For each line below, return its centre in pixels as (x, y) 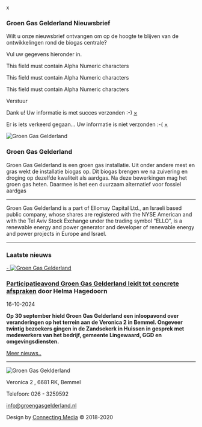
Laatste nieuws (29, 255)
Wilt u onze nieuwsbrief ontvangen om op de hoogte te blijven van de (93, 36)
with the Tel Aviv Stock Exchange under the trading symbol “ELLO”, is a (94, 221)
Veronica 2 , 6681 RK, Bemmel (44, 382)
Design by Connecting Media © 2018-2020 (60, 417)
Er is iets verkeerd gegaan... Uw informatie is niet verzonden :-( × (87, 124)
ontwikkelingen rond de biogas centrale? (57, 43)
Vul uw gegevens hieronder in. (44, 54)
